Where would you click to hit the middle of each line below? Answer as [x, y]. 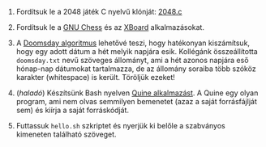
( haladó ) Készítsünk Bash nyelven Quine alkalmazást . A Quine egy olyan [137, 93]
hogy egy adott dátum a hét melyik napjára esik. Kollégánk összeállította [137, 51]
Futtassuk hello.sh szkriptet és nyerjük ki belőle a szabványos [120, 126]
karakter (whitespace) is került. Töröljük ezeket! [96, 77]
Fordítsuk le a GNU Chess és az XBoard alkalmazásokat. [110, 27]
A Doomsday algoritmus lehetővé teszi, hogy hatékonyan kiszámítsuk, [133, 43]
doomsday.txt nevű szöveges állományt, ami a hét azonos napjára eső [132, 60]
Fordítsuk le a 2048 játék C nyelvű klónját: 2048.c [99, 12]
